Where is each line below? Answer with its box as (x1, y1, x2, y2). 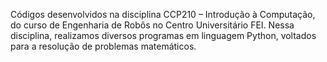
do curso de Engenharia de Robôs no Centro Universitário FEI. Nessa (10, 19, 295, 31)
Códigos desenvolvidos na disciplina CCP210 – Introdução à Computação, (10, 9, 316, 20)
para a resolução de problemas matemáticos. (10, 40, 197, 52)
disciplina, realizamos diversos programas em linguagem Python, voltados (10, 30, 317, 41)
